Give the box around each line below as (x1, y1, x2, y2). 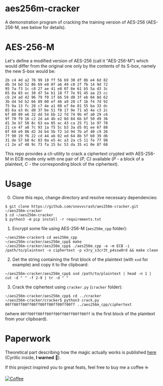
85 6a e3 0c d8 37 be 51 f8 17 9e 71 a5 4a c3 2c (5, 107, 108, 113)
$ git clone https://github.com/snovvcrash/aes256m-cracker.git (5, 204, 139, 209)
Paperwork (5, 333, 51, 344)
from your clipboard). (5, 316, 48, 322)
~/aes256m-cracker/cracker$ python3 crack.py (5, 298, 99, 303)
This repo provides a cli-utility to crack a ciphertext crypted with (5, 151, 134, 156)
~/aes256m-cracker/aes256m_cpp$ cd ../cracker (5, 293, 102, 298)
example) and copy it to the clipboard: (12, 261, 89, 267)
